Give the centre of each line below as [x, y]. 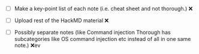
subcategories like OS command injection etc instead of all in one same [102, 39]
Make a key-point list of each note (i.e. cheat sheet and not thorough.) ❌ [103, 9]
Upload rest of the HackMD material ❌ [61, 21]
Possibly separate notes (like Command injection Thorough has [93, 33]
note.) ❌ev [27, 45]
